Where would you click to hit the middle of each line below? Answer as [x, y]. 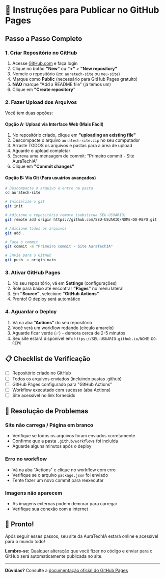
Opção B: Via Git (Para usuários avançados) [51, 178]
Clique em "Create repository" [44, 89]
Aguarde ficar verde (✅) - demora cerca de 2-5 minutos [69, 333]
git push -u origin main [30, 260]
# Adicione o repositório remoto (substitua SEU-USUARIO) [66, 215]
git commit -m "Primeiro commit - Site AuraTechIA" [59, 246]
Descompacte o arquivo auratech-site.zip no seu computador [76, 140]
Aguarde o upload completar [41, 151]
